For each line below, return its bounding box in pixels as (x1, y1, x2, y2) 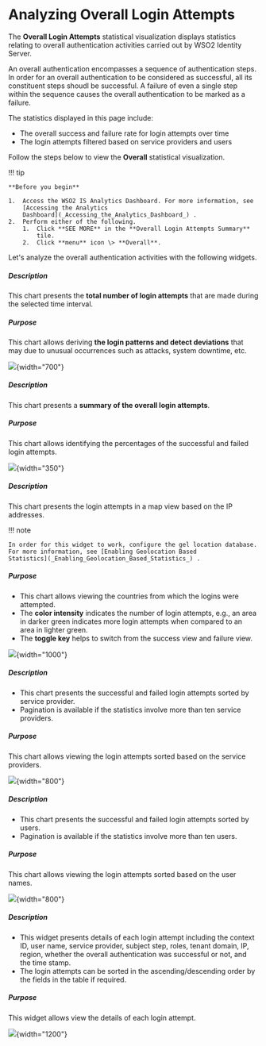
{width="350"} (16, 463, 65, 473)
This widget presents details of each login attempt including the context (19, 933, 255, 942)
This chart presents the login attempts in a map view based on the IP (8, 502, 233, 511)
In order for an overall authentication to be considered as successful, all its (8, 72, 253, 82)
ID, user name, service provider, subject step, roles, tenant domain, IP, (19, 940, 249, 950)
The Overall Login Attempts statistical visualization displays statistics (8, 32, 237, 41)
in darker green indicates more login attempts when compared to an (19, 617, 243, 626)
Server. (8, 48, 32, 58)
